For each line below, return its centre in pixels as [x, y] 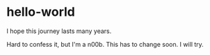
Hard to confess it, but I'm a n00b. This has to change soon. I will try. [105, 44]
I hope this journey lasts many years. [59, 31]
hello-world [41, 12]
